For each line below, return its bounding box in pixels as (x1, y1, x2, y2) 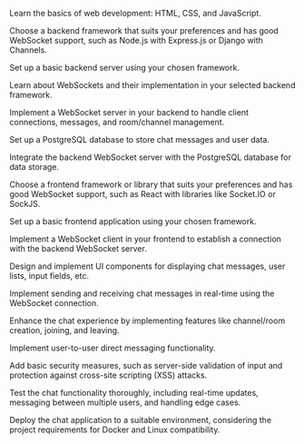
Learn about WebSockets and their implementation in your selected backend (9, 80, 296, 90)
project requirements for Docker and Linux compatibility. (9, 424, 221, 435)
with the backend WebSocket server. (9, 243, 147, 253)
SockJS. (9, 199, 41, 209)
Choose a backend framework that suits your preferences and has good (9, 25, 279, 35)
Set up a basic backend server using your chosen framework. (9, 63, 240, 73)
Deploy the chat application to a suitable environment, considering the (9, 415, 272, 425)
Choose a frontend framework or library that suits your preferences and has (9, 179, 293, 190)
